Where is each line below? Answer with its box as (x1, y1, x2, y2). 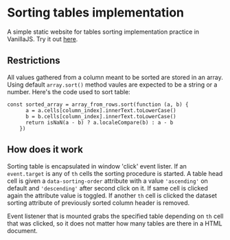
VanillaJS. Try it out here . (7, 34, 78, 43)
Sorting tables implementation (7, 5, 184, 21)
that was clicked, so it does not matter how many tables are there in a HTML (7, 219, 222, 228)
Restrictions (7, 55, 60, 67)
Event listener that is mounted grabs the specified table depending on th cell (7, 212, 224, 220)
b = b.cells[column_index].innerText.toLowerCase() (25, 113, 176, 120)
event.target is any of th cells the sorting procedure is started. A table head (7, 169, 223, 177)
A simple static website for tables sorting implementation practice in (7, 28, 200, 36)
